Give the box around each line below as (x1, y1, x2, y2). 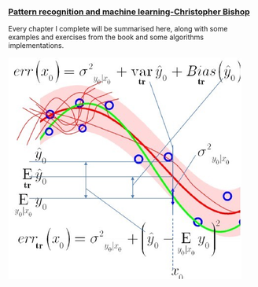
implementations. (8, 41, 64, 50)
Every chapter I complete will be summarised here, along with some (8, 24, 228, 34)
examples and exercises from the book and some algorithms (8, 32, 205, 42)
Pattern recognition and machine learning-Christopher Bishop (8, 6, 250, 17)
